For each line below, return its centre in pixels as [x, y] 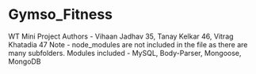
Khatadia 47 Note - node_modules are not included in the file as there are [128, 44]
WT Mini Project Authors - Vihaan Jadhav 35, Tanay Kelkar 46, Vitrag [121, 36]
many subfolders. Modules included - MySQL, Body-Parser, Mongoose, [125, 53]
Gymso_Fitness [61, 15]
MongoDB [25, 61]
